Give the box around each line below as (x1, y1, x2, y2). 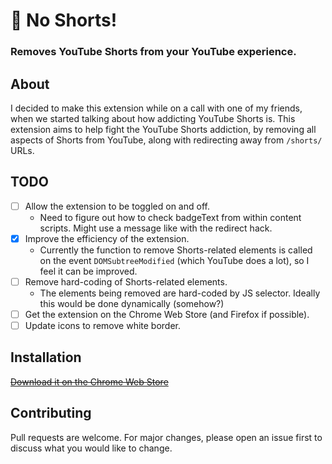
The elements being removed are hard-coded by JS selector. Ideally (39, 287, 321, 299)
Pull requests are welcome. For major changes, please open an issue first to (10, 431, 323, 443)
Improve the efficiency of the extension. (24, 232, 190, 244)
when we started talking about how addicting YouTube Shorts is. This (10, 112, 296, 124)
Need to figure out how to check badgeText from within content (39, 211, 302, 223)
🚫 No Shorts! (10, 9, 118, 32)
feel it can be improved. (39, 265, 138, 277)
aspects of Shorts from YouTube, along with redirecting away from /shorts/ (10, 134, 323, 146)
